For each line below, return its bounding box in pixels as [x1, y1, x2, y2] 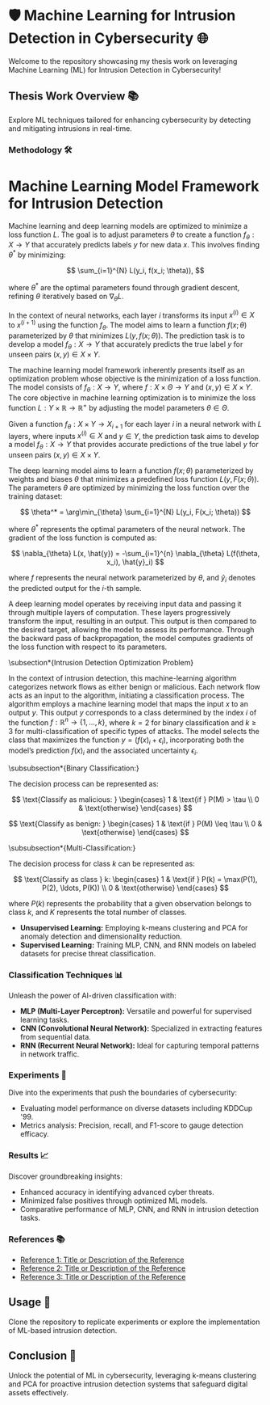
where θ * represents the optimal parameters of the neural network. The [8, 523, 246, 534]
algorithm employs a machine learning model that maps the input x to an [8, 698, 248, 708]
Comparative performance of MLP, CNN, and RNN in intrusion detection [19, 1204, 260, 1213]
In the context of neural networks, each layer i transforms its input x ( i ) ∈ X [8, 309, 255, 320]
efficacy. [19, 1129, 50, 1139]
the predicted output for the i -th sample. [8, 583, 143, 593]
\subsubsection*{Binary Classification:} [8, 763, 139, 773]
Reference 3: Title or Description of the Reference [19, 1272, 186, 1282]
